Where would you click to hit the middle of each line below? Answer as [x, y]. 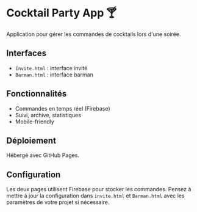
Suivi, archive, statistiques [48, 115]
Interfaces [27, 53]
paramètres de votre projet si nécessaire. [58, 202]
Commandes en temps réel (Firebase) [63, 108]
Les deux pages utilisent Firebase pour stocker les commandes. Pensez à [99, 189]
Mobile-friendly [35, 122]
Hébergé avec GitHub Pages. [43, 155]
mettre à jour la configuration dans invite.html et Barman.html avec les [95, 196]
